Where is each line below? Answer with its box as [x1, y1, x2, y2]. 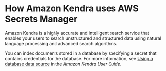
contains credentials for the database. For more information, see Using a [5, 55, 153, 61]
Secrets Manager [5, 13, 78, 25]
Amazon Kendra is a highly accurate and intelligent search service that [5, 30, 150, 36]
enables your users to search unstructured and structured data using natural [5, 35, 161, 41]
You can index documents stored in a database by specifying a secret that [5, 50, 157, 56]
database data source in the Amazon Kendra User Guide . [5, 61, 122, 67]
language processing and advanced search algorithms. [5, 40, 118, 46]
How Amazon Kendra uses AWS [5, 3, 139, 14]
